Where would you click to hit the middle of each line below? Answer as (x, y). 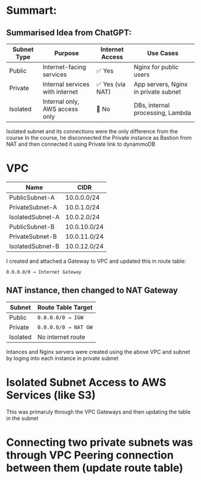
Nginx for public (156, 67)
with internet (60, 92)
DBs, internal (152, 105)
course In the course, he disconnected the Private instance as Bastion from (99, 138)
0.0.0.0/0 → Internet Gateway (44, 272)
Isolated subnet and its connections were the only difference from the (92, 131)
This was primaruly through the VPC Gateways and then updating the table (98, 412)
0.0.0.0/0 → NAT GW (65, 327)
